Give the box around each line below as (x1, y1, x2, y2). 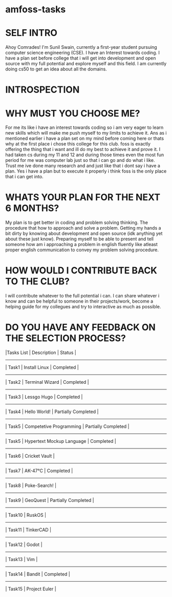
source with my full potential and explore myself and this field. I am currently (5, 61, 167, 67)
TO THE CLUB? (5, 276, 70, 287)
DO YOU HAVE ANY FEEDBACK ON (5, 322, 156, 333)
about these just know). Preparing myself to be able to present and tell (5, 236, 154, 242)
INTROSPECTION (5, 84, 80, 96)
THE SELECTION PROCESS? (5, 332, 126, 344)
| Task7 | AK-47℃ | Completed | (5, 468, 73, 474)
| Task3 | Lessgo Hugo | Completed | (5, 394, 83, 400)
